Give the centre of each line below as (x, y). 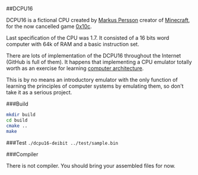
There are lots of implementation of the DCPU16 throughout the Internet (94, 55)
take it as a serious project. (39, 92)
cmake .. (17, 126)
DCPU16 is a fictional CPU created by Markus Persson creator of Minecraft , (98, 20)
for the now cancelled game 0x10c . (49, 26)
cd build (17, 120)
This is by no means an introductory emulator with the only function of (92, 80)
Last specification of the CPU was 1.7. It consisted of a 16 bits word (88, 38)
